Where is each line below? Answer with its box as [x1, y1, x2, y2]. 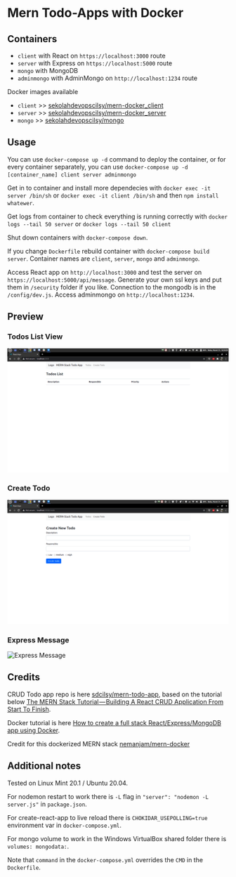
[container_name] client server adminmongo [7, 171, 137, 178]
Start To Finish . [7, 705, 51, 713]
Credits [7, 671, 41, 683]
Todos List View [7, 332, 63, 342]
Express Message [7, 635, 70, 644]
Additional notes [7, 760, 81, 772]
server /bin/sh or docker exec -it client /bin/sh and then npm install [7, 191, 219, 200]
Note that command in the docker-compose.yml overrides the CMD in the [7, 855, 204, 864]
